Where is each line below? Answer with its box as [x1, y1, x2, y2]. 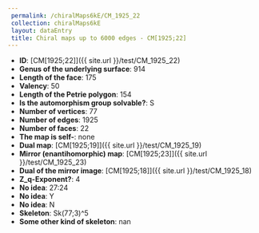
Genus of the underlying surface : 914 [18, 65, 145, 74]
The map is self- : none [18, 132, 95, 142]
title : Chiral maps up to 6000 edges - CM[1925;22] [10, 34, 187, 42]
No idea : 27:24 [18, 183, 69, 192]
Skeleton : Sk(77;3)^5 [18, 208, 89, 218]
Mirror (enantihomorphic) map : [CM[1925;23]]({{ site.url [18, 149, 208, 159]
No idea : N [18, 200, 55, 210]
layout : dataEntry [10, 26, 73, 34]
